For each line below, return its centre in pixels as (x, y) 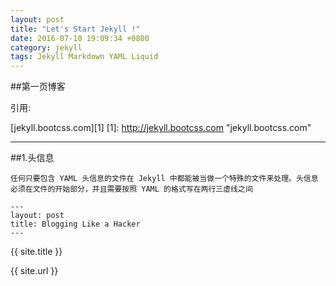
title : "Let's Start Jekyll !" (75, 29)
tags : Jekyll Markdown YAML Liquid (84, 57)
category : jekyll (46, 47)
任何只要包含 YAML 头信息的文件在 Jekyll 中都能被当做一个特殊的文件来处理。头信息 (164, 179)
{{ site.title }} (36, 252)
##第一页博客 (38, 87)
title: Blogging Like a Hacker (75, 224)
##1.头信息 (32, 158)
